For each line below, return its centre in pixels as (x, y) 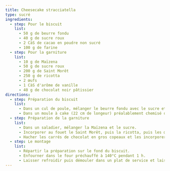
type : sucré (18, 15)
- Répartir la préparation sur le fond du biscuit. (74, 151)
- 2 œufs (28, 80)
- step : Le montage (30, 142)
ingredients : (19, 19)
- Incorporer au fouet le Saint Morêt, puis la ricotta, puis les (90, 132)
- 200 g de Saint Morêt (44, 71)
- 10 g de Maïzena (38, 62)
